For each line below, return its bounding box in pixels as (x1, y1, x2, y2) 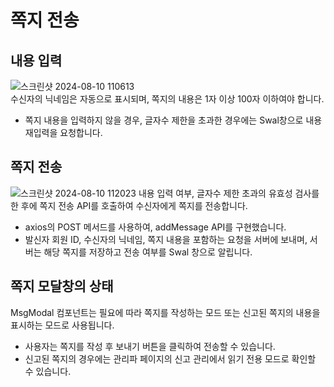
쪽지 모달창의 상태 (10, 278, 114, 295)
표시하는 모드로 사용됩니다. (10, 319, 115, 331)
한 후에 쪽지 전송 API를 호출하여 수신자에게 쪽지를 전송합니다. (10, 199, 248, 211)
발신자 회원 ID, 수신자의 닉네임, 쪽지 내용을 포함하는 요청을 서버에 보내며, (24, 233, 308, 245)
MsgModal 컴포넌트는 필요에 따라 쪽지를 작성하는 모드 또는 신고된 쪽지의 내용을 (10, 306, 321, 318)
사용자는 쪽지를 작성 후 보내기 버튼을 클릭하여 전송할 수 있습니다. (24, 340, 276, 352)
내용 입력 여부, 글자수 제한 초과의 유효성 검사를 (138, 187, 320, 199)
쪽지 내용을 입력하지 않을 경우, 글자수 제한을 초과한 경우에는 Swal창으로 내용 (24, 114, 323, 126)
